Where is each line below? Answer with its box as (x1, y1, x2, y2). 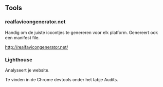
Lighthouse (5, 56, 33, 63)
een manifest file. (5, 35, 40, 40)
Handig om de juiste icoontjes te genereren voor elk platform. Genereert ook (5, 29, 158, 35)
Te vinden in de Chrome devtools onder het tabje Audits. (5, 76, 118, 82)
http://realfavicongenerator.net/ (5, 44, 68, 50)
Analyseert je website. (5, 67, 50, 73)
